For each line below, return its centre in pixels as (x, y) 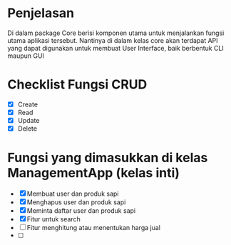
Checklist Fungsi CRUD (77, 85)
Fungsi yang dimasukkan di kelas (108, 158)
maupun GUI (26, 56)
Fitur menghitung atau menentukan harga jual (93, 228)
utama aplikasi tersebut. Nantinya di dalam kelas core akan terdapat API (113, 40)
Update (29, 120)
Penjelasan (41, 13)
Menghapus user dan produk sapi (76, 202)
